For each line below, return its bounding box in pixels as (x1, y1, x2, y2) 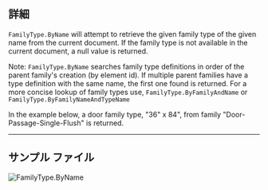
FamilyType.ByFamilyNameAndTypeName (8, 95, 130, 104)
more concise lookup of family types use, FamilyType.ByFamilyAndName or (8, 87, 248, 97)
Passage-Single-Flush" (8, 118, 85, 128)
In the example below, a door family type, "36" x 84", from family (8, 109, 222, 119)
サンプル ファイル (8, 151, 95, 164)
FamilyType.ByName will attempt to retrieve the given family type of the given (8, 29, 257, 38)
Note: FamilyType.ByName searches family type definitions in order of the (8, 61, 245, 71)
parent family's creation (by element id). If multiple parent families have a (8, 70, 249, 80)
